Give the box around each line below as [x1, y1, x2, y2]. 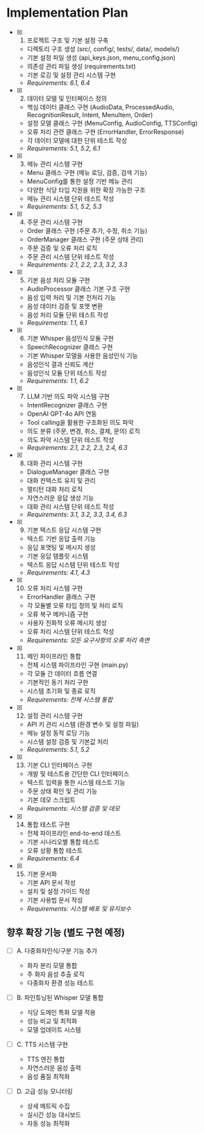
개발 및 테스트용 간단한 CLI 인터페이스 [26, 769, 130, 778]
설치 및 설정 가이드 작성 [26, 887, 91, 895]
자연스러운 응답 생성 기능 [26, 493, 94, 502]
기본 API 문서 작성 [26, 878, 76, 886]
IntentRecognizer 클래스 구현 [26, 400, 108, 409]
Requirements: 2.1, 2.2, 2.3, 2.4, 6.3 [26, 443, 128, 452]
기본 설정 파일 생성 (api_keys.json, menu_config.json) [26, 53, 176, 62]
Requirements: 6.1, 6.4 [26, 78, 91, 87]
